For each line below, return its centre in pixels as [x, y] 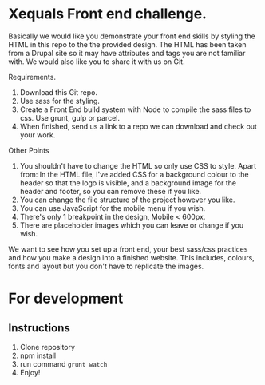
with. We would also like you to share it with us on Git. [97, 62]
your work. [38, 135]
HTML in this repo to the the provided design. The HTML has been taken [127, 44]
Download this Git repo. [59, 92]
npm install [38, 355]
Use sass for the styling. [59, 101]
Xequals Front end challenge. [108, 14]
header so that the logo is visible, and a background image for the [128, 183]
